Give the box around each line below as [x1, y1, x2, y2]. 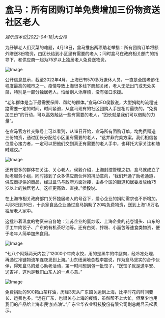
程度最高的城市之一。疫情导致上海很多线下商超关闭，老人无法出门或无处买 [5, 83, 156, 88]
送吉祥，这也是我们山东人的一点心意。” [5, 269, 82, 275]
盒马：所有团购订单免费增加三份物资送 [5, 4, 161, 16]
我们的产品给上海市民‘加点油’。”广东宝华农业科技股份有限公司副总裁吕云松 [5, 301, 154, 307]
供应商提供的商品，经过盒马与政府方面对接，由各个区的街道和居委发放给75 [5, 179, 157, 185]
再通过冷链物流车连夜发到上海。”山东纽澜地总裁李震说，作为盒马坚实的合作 [5, 257, 156, 262]
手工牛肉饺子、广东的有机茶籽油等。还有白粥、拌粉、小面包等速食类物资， [5, 224, 156, 230]
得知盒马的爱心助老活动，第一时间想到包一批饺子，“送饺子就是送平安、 [13, 262, 158, 268]
